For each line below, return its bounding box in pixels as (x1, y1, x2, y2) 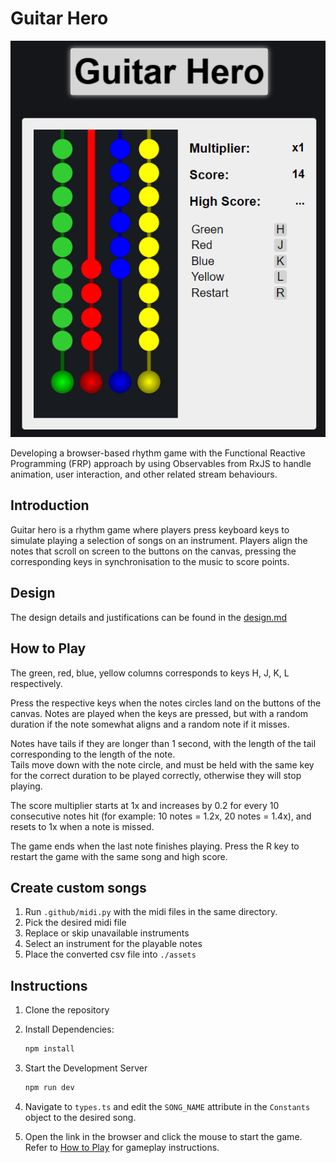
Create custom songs (10, 879, 147, 896)
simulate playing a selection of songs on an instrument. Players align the (10, 534, 308, 546)
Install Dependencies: (24, 1023, 115, 1036)
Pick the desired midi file (24, 917, 127, 929)
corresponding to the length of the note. (10, 748, 176, 760)
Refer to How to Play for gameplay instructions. (24, 1141, 220, 1153)
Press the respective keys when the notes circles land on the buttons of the (10, 697, 322, 709)
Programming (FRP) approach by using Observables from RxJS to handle (10, 458, 312, 470)
